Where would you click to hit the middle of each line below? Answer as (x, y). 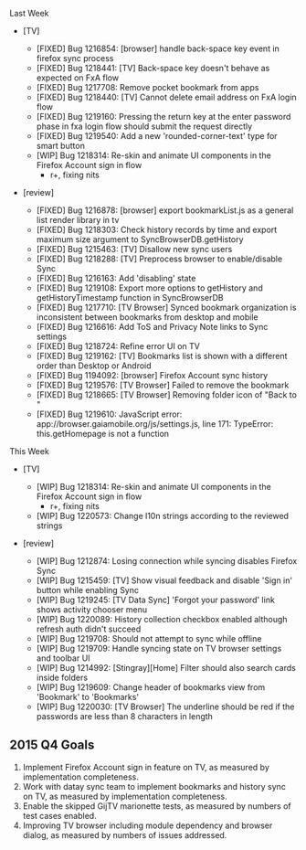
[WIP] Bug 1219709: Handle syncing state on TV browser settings (159, 648)
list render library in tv (78, 220)
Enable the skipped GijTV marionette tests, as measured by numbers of (157, 806)
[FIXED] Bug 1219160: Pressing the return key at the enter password (164, 117)
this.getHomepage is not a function (103, 434)
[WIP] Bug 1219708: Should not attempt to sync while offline (149, 638)
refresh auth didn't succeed (89, 629)
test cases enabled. (60, 815)
